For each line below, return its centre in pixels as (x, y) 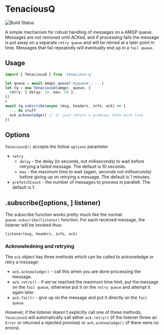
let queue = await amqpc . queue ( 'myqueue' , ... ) (55, 83)
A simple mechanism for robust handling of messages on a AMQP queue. (79, 32)
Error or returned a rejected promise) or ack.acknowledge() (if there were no (82, 323)
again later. (23, 292)
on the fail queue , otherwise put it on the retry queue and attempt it (81, 287)
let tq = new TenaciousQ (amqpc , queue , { (48, 88)
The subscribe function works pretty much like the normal (64, 215)
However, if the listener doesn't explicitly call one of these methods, (73, 312)
